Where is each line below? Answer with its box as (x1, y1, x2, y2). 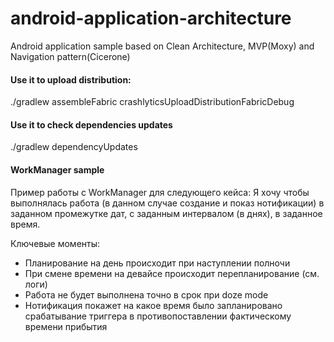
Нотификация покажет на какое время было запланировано (24, 299, 283, 311)
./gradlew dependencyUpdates (10, 141, 138, 153)
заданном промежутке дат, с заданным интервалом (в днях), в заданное (10, 207, 323, 219)
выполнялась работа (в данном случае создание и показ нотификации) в (10, 197, 325, 209)
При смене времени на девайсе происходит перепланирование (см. (24, 267, 320, 279)
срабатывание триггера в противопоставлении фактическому (24, 310, 292, 322)
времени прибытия (24, 320, 108, 332)
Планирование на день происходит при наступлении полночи (24, 257, 291, 269)
